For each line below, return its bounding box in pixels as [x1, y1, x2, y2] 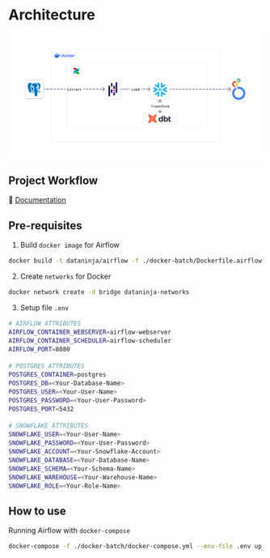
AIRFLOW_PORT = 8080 [8, 345, 70, 353]
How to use [8, 504, 66, 518]
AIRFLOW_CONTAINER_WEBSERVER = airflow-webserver [8, 328, 172, 336]
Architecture [8, 6, 95, 24]
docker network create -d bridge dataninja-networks [8, 288, 190, 296]
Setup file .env [19, 302, 70, 313]
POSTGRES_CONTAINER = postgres [8, 371, 107, 379]
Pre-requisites [8, 219, 82, 232]
